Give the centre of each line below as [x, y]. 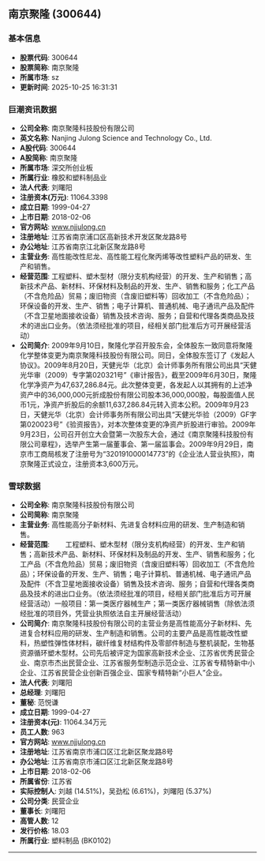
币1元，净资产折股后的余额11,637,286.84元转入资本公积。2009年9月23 [134, 404]
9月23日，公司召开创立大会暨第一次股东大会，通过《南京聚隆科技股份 [133, 434]
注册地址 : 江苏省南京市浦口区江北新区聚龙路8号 [96, 752]
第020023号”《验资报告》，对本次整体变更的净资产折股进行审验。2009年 [138, 424]
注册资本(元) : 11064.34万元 [63, 722]
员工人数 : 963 [42, 732]
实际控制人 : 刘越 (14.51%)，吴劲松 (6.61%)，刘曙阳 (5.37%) [115, 791]
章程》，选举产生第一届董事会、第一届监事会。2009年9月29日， [144, 444]
